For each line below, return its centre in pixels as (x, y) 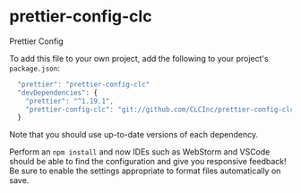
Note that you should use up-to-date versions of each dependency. (133, 135)
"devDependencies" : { (58, 92)
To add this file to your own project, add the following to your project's (139, 58)
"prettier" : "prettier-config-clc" (84, 84)
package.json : (34, 68)
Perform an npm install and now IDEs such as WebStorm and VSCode (140, 152)
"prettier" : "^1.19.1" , (70, 101)
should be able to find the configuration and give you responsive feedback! (148, 162)
